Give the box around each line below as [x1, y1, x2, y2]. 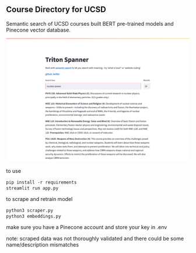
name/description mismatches [6, 241, 79, 248]
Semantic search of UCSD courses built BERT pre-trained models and [6, 20, 174, 27]
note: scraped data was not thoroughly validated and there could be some [6, 235, 184, 242]
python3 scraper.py [6, 207, 54, 213]
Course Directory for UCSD [6, 5, 107, 15]
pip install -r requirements [6, 179, 77, 185]
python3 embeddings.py [6, 213, 61, 219]
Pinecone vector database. [6, 26, 71, 33]
